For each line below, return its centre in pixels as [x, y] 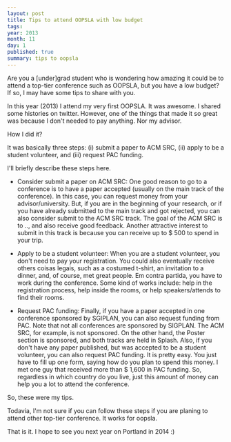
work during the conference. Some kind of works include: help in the [114, 283]
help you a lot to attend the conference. [73, 384]
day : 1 [17, 46]
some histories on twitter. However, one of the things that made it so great [112, 113]
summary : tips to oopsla [43, 59]
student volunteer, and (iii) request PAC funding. [75, 154]
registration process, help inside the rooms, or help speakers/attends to [119, 290]
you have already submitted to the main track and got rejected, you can [119, 210]
